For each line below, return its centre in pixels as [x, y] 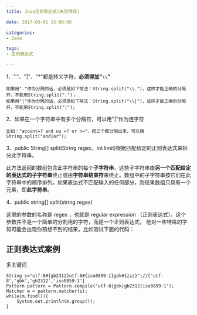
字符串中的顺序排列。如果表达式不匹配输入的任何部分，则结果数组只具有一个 [98, 182]
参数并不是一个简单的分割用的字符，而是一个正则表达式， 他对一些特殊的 [94, 222]
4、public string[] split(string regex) [49, 202]
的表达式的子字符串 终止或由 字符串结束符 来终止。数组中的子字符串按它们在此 [98, 175]
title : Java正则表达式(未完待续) [43, 11]
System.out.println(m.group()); [56, 301]
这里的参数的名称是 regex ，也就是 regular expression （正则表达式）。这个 [96, 215]
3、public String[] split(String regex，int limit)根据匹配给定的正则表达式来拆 [97, 148]
